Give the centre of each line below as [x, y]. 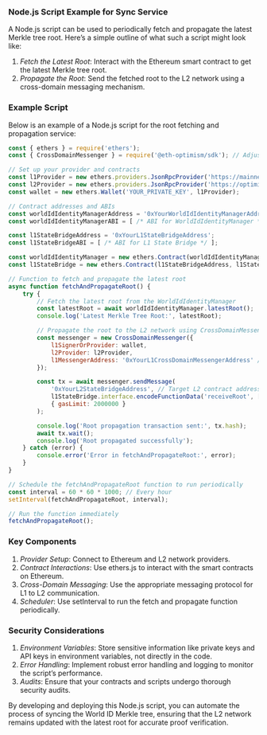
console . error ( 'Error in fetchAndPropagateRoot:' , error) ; [137, 455]
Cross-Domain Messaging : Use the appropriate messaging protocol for [136, 584]
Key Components [43, 541]
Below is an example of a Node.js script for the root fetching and [114, 125]
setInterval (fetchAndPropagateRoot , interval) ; [89, 499]
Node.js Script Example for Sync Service [88, 12]
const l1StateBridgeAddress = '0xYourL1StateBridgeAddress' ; [112, 236]
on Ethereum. [42, 576]
